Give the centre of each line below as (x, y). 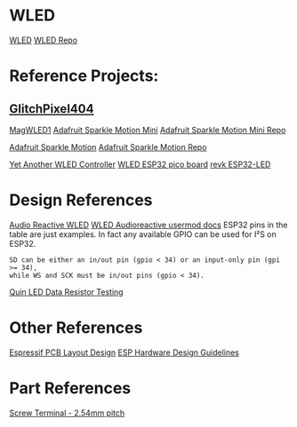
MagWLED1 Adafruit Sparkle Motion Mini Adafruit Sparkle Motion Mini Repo (148, 130)
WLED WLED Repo (44, 40)
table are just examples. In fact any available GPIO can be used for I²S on (143, 234)
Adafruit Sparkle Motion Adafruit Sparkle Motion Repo (108, 146)
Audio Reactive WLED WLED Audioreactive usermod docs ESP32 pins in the (148, 225)
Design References (81, 200)
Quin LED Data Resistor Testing (66, 292)
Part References (70, 388)
